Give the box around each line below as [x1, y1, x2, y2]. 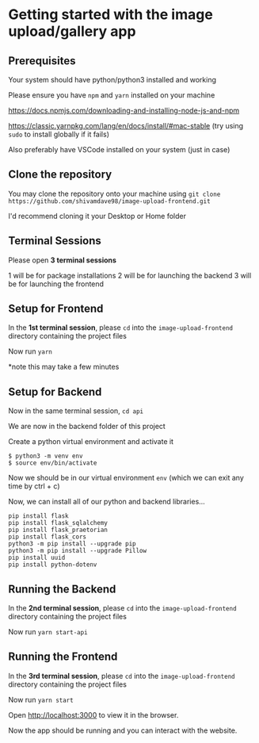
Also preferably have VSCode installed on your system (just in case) [8, 145, 230, 154]
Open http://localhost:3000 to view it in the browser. [8, 710, 179, 719]
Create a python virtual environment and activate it [8, 437, 174, 446]
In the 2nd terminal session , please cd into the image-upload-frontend [8, 603, 237, 613]
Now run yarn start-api [8, 627, 89, 637]
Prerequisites [8, 54, 76, 67]
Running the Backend [8, 582, 116, 596]
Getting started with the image [8, 6, 214, 24]
